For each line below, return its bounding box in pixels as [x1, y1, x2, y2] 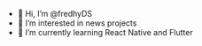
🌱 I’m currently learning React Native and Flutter [17, 27, 193, 37]
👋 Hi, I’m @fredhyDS [17, 9, 93, 19]
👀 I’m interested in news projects [17, 18, 137, 28]
